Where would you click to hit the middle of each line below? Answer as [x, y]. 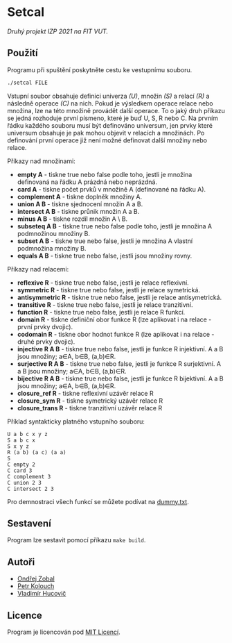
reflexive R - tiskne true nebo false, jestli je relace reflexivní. [103, 283]
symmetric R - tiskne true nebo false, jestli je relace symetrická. [109, 290]
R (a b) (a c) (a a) [37, 452]
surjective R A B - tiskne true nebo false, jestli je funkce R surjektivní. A [119, 364]
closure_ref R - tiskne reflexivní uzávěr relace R [85, 393]
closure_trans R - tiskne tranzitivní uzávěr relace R [90, 408]
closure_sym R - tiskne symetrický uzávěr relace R [90, 401]
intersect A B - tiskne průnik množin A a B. [78, 211]
